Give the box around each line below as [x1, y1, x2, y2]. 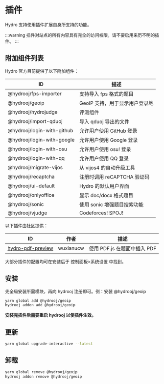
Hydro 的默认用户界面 [79, 182, 129, 189]
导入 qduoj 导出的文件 [79, 118, 130, 125]
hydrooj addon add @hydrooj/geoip [5, 303, 76, 308]
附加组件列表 [5, 54, 44, 62]
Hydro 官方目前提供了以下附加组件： [5, 68, 79, 74]
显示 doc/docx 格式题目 [79, 192, 134, 199]
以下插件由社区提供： [5, 222, 48, 229]
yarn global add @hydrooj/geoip [5, 298, 71, 303]
